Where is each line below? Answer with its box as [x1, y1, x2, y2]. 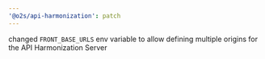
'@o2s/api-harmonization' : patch [8, 11, 121, 20]
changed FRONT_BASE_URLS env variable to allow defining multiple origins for [8, 34, 259, 44]
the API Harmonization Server [8, 42, 107, 53]
